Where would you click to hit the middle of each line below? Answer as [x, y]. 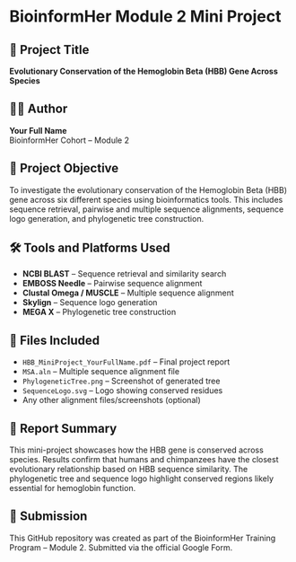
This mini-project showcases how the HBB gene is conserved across [137, 450]
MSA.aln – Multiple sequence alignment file [101, 372]
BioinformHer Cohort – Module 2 [70, 140]
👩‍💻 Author [39, 109]
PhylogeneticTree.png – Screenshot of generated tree [121, 381]
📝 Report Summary [63, 428]
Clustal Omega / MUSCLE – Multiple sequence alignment [128, 293]
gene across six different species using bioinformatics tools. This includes [146, 199]
